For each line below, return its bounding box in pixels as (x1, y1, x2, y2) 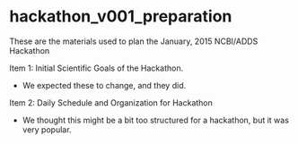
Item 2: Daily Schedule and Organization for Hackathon (9, 97, 214, 108)
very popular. (22, 123, 72, 135)
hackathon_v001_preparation (9, 6, 232, 27)
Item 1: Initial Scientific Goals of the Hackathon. (9, 63, 184, 73)
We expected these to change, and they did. (22, 80, 187, 90)
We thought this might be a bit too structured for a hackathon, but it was (22, 114, 290, 125)
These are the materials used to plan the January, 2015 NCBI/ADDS (9, 36, 259, 47)
